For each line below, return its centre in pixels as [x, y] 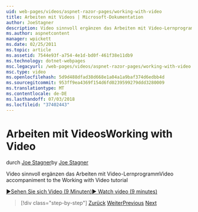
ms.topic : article [29, 50]
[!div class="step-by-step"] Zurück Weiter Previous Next [89, 203]
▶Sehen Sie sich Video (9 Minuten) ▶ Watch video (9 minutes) [82, 191]
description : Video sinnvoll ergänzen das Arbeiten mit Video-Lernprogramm [101, 28]
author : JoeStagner [30, 22]
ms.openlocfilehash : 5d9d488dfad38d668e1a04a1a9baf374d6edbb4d [85, 77]
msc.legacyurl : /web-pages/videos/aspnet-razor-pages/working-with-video [99, 66]
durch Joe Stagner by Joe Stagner [47, 163]
